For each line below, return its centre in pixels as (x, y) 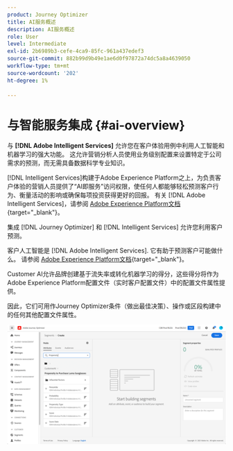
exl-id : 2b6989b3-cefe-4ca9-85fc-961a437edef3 (76, 51)
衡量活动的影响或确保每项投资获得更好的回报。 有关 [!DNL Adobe (112, 195)
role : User (23, 37)
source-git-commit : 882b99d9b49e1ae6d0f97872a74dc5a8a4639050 (99, 59)
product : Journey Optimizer (48, 15)
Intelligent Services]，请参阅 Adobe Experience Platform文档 (94, 204)
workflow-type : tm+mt (38, 66)
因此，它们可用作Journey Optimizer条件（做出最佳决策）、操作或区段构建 (111, 306)
